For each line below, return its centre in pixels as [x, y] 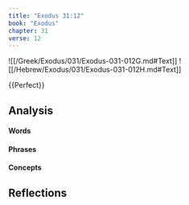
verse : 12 [25, 38]
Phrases [23, 149]
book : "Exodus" [34, 23]
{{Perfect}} [27, 85]
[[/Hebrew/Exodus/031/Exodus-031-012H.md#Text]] [95, 70]
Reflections [38, 193]
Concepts [25, 168]
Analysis [31, 111]
